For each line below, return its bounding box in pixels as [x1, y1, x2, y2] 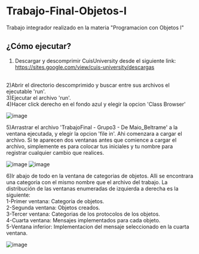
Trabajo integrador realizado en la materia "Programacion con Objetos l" [6, 24, 184, 31]
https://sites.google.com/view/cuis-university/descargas [14, 63, 155, 71]
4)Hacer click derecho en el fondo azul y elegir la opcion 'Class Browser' [6, 100, 186, 108]
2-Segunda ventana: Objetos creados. [6, 204, 100, 211]
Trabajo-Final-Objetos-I [6, 4, 127, 18]
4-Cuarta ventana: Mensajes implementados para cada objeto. [6, 216, 161, 224]
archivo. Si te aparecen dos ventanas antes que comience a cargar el [6, 136, 177, 143]
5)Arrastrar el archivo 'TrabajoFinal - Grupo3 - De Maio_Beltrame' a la [6, 124, 178, 131]
